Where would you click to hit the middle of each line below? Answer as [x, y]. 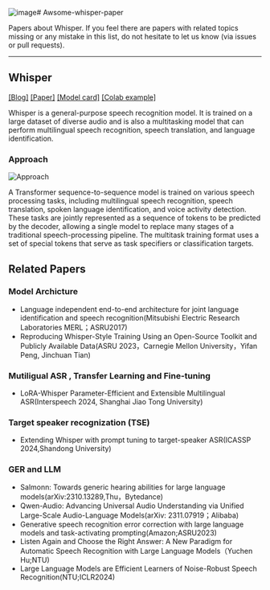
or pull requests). [37, 45]
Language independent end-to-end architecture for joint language [129, 309]
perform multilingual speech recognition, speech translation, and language [132, 129]
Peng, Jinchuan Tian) [55, 354]
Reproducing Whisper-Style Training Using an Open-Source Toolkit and [138, 336]
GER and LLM [35, 469]
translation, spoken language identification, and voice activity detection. [127, 210]
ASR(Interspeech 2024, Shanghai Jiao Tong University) [111, 402]
